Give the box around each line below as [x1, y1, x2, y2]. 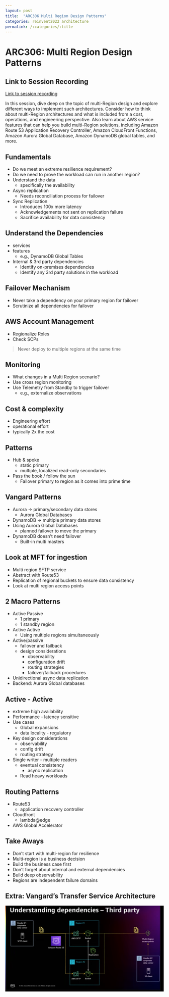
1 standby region [20, 621, 54, 627]
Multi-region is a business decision [12, 856, 86, 862]
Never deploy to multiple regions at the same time [17, 346, 121, 352]
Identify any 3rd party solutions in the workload [20, 269, 119, 275]
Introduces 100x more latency [20, 204, 82, 210]
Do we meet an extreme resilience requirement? [12, 166, 112, 172]
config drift [20, 746, 44, 752]
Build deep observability [12, 872, 63, 878]
